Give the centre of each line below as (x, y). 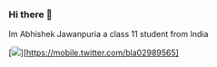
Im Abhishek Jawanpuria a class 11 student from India (108, 34)
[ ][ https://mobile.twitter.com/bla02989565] (94, 53)
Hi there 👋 (31, 14)
